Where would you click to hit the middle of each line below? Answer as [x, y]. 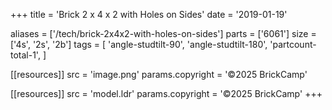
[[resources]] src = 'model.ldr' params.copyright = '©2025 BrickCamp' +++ [166, 93]
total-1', [25, 55]
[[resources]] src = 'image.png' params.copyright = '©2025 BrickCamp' [159, 74]
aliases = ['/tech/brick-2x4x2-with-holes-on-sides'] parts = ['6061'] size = [163, 33]
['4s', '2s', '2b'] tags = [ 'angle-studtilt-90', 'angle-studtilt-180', [139, 44]
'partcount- [293, 44]
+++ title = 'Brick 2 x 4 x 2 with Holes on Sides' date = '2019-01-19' [149, 14]
